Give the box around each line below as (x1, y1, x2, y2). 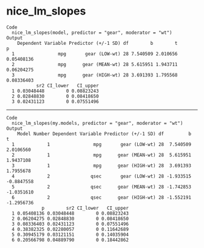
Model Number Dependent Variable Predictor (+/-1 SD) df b (17, 130, 191, 137)
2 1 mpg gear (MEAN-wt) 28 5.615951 (12, 152, 191, 158)
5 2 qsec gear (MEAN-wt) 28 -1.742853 (12, 184, 191, 190)
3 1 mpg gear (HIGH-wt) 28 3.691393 (12, 163, 191, 169)
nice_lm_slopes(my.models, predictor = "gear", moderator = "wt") (12, 120, 183, 126)
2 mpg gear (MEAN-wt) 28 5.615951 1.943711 (12, 61, 178, 67)
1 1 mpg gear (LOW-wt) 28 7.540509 (12, 141, 191, 147)
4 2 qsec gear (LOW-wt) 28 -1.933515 (12, 173, 191, 179)
